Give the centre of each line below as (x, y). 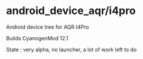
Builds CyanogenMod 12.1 (37, 38)
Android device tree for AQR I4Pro (48, 27)
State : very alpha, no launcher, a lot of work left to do (71, 49)
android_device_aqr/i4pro (71, 11)
